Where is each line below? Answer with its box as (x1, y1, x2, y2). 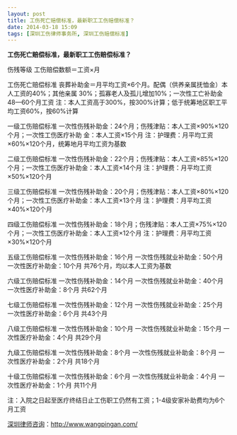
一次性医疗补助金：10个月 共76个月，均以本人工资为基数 (7, 262, 172, 270)
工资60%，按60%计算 (13, 107, 79, 115)
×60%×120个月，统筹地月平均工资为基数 (7, 139, 127, 149)
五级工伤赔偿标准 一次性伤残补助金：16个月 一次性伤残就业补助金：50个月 (7, 253, 224, 262)
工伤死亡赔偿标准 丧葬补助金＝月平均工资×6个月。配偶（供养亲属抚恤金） (7, 81, 221, 89)
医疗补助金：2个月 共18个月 (19, 357, 100, 366)
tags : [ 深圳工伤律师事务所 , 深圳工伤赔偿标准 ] (7, 30, 129, 37)
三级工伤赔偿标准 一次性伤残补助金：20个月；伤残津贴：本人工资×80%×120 (7, 187, 229, 196)
